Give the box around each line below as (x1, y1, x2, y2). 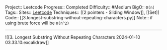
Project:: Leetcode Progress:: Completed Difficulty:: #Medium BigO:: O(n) (5, 4, 155, 10)
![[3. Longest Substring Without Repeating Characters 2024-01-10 (5, 34, 141, 40)
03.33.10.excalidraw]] (5, 40, 49, 45)
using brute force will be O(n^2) (5, 20, 70, 26)
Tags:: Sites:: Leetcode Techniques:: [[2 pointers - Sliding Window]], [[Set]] (5, 9, 160, 15)
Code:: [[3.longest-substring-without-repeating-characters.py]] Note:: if (5, 15, 153, 20)
